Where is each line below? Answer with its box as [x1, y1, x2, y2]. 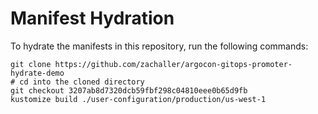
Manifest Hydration [10, 7, 175, 30]
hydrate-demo [10, 68, 65, 78]
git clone [10, 59, 52, 69]
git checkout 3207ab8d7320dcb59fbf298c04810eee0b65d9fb [10, 85, 248, 96]
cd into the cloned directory [19, 77, 145, 87]
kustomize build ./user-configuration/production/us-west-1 [10, 94, 267, 104]
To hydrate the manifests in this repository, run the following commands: [10, 40, 309, 52]
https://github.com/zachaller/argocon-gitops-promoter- [54, 59, 293, 69]
